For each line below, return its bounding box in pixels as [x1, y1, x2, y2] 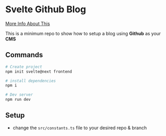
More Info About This [5, 20, 50, 27]
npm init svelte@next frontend [5, 69, 72, 74]
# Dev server [5, 92, 33, 98]
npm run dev [5, 97, 31, 102]
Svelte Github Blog [5, 4, 86, 15]
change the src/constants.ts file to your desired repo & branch [12, 124, 147, 131]
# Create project [5, 64, 43, 70]
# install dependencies [5, 78, 56, 83]
